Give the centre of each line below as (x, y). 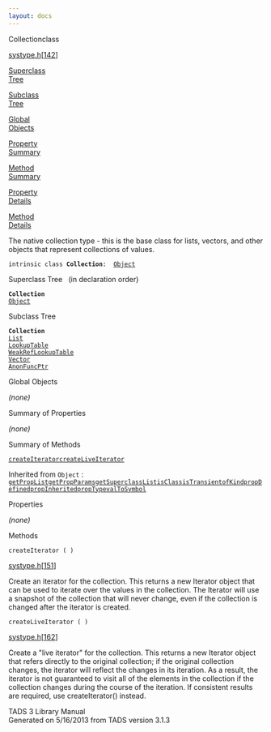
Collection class (34, 39)
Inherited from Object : (46, 474)
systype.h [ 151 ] (32, 565)
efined (19, 489)
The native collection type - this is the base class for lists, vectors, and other (136, 241)
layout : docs (30, 16)
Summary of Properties (47, 413)
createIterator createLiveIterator (67, 459)
